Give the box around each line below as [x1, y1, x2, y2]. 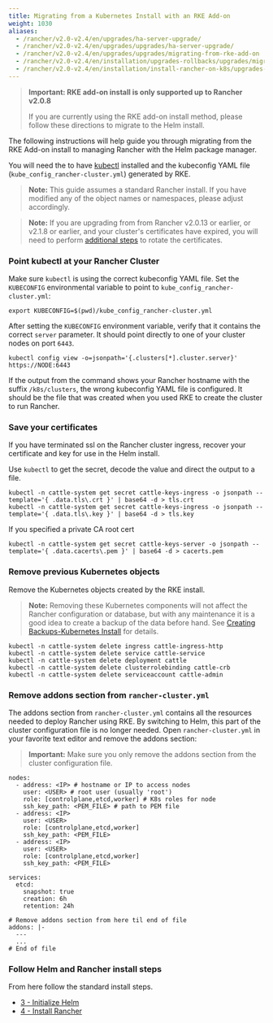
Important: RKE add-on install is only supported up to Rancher [28, 87, 243, 97]
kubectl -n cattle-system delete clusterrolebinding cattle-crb [8, 664, 231, 672]
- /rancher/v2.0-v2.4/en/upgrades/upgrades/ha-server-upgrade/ [15, 42, 234, 50]
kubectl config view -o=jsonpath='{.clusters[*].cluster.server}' [8, 355, 238, 363]
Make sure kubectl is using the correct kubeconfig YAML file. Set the [8, 274, 240, 284]
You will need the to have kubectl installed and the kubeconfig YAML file [8, 160, 250, 170]
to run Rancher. [8, 402, 60, 411]
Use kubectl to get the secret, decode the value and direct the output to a [8, 464, 256, 474]
